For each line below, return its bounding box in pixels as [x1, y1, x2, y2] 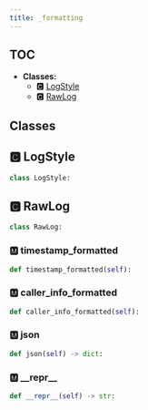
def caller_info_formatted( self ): [9, 307, 141, 316]
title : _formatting [9, 13, 84, 23]
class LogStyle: [9, 173, 71, 182]
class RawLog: [9, 222, 64, 232]
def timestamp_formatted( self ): [9, 265, 132, 274]
